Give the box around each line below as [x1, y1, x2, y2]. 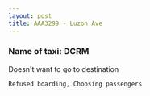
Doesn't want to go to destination [8, 64, 119, 73]
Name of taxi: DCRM [8, 46, 90, 57]
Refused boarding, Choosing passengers [8, 80, 143, 88]
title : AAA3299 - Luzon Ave [8, 19, 103, 27]
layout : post [8, 11, 52, 20]
